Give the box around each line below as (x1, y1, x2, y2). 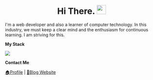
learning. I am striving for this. (5, 32, 65, 38)
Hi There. (57, 6, 95, 17)
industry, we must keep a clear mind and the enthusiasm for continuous (5, 27, 149, 32)
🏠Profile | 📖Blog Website (5, 69, 56, 75)
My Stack (5, 41, 25, 47)
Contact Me (5, 59, 30, 65)
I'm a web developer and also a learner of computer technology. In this (5, 22, 147, 27)
